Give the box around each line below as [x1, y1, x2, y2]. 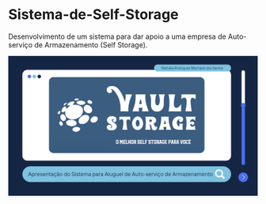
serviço [8, 40, 33, 49]
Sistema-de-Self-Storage [8, 6, 179, 24]
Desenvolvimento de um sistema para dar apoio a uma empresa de [8, 32, 227, 41]
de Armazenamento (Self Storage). [34, 40, 148, 49]
